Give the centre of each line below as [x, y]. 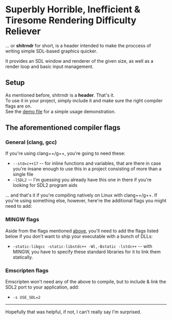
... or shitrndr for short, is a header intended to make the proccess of [78, 45]
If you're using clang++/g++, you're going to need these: [65, 153]
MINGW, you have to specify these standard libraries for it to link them [87, 252]
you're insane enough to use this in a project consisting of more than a [87, 169]
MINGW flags [22, 220]
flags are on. [19, 106]
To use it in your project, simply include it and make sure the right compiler [84, 100]
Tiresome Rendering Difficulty [71, 20]
